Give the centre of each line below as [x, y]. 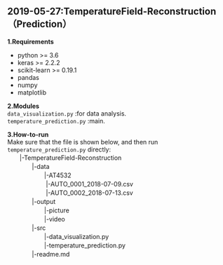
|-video [54, 219]
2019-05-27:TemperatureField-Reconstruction [112, 12]
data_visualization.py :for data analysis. [67, 113]
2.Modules [23, 106]
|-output [43, 201]
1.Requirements [31, 41]
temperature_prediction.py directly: [59, 149]
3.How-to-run [28, 134]
